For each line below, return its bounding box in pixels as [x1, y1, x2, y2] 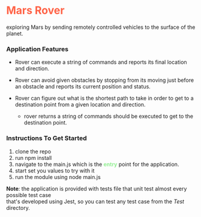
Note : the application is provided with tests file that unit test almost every [6, 185, 187, 192]
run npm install [14, 154, 52, 161]
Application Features [6, 44, 69, 53]
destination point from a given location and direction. [14, 101, 146, 108]
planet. [6, 29, 23, 37]
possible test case [6, 191, 52, 198]
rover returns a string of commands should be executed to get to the [23, 112, 194, 120]
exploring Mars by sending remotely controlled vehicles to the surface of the [6, 23, 196, 31]
